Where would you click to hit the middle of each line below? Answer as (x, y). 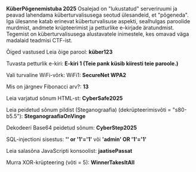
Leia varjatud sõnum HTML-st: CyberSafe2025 (65, 98)
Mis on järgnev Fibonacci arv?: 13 (48, 87)
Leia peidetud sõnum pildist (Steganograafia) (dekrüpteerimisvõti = (89, 110)
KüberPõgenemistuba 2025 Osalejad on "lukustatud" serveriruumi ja (92, 9)
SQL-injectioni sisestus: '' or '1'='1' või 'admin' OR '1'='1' (76, 139)
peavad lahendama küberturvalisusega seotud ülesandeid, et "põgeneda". (98, 15)
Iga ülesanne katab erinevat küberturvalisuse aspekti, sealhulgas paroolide (98, 21)
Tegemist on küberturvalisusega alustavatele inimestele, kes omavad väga (98, 34)
